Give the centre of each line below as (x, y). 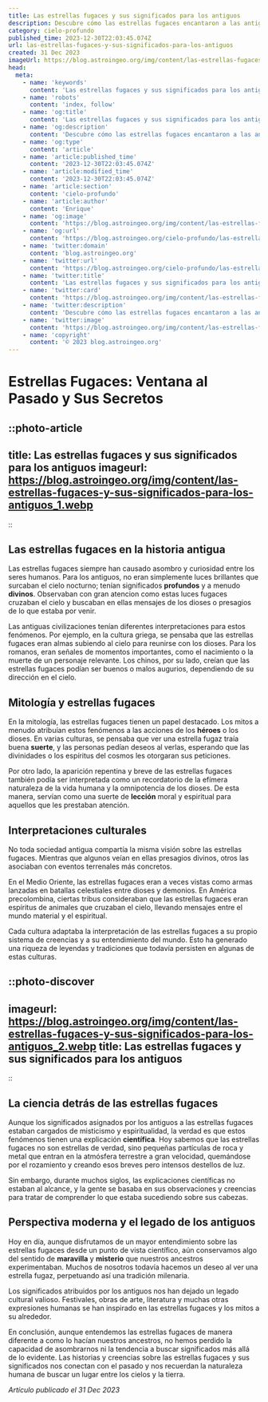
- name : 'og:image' (55, 216)
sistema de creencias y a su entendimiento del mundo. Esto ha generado (128, 940)
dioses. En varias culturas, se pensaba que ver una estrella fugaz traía (124, 739)
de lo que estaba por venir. (52, 611)
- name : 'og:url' (51, 231)
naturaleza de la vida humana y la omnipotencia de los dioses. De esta (124, 788)
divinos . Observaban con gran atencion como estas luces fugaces (118, 594)
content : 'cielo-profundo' (74, 194)
